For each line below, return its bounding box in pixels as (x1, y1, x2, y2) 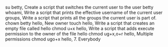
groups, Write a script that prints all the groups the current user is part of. (5, 15, 157, 20)
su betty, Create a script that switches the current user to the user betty (5, 4, 154, 10)
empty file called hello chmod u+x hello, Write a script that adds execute (5, 25, 154, 31)
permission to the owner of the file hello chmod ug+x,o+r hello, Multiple (5, 31, 153, 36)
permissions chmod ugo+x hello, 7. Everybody (5, 36, 101, 42)
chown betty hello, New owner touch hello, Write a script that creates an (5, 20, 154, 26)
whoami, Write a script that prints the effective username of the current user (5, 9, 163, 15)
